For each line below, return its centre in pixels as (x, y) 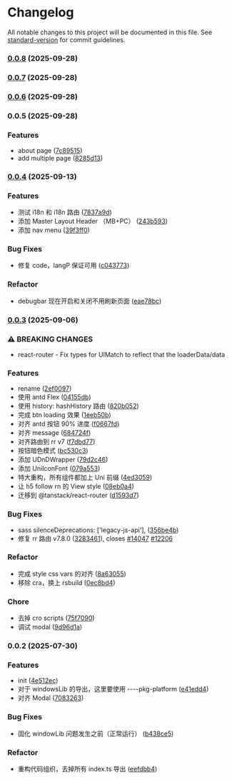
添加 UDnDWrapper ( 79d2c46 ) (63, 460)
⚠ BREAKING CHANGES (50, 339)
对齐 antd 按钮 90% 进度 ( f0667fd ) (69, 424)
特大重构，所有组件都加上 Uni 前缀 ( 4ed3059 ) (85, 477)
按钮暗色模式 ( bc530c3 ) (53, 451)
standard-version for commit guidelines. (66, 39)
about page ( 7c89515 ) (50, 150)
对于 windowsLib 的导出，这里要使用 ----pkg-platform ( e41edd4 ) (113, 689)
